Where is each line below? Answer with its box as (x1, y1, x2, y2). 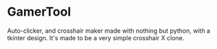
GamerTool (7, 4, 71, 20)
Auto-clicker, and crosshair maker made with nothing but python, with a (7, 27, 211, 35)
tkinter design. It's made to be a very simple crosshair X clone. (7, 33, 185, 42)
